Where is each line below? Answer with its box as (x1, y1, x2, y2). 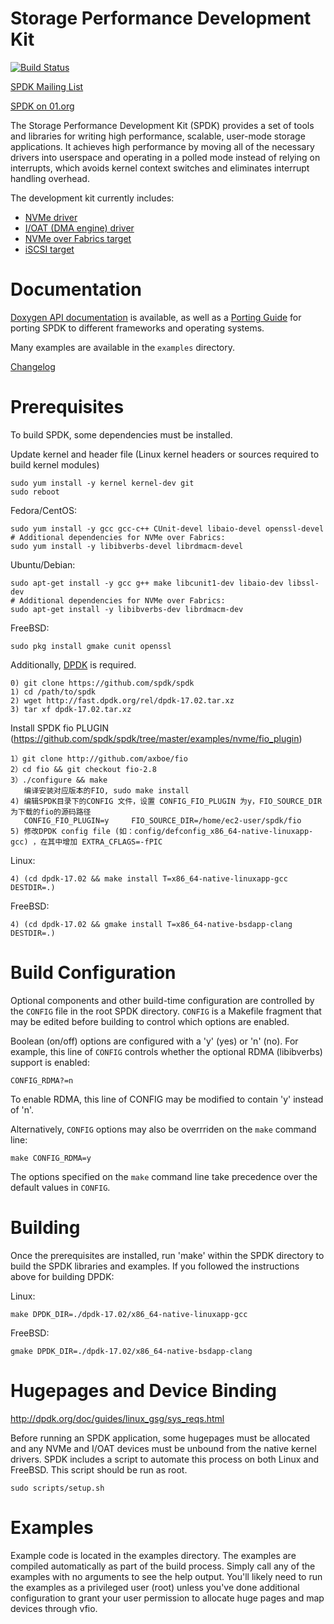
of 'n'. (10, 1103, 35, 1116)
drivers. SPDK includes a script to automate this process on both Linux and (10, 1453, 319, 1465)
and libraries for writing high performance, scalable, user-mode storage (10, 130, 306, 142)
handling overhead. (10, 172, 90, 184)
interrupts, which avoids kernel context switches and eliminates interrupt (10, 162, 310, 174)
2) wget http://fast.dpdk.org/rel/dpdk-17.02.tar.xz (10, 695, 235, 706)
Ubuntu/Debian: (10, 558, 76, 571)
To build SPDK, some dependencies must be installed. (10, 428, 233, 441)
